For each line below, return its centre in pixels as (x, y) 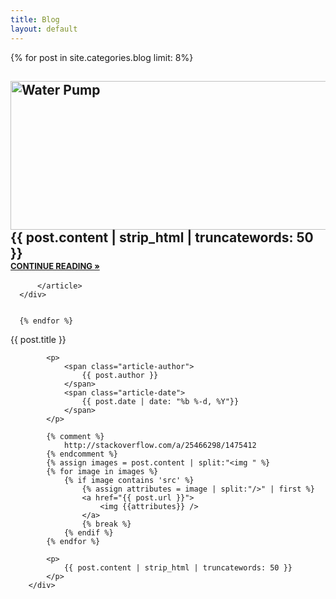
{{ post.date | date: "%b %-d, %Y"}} (160, 402)
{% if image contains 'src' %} (129, 481)
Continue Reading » (55, 265)
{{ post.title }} (38, 340)
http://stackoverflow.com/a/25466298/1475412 (160, 446)
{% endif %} (88, 533)
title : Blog (35, 19)
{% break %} (106, 524)
